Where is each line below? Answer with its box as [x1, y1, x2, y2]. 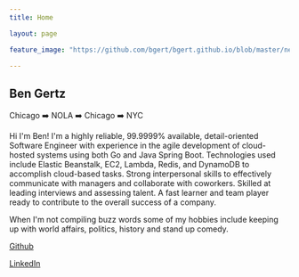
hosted [9, 150, 36, 160]
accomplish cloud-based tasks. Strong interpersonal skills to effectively [9, 168, 272, 179]
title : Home [9, 12, 53, 22]
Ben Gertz [9, 86, 67, 101]
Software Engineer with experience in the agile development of [9, 140, 240, 151]
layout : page [9, 29, 58, 38]
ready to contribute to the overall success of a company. [9, 197, 216, 208]
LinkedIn [9, 258, 41, 269]
